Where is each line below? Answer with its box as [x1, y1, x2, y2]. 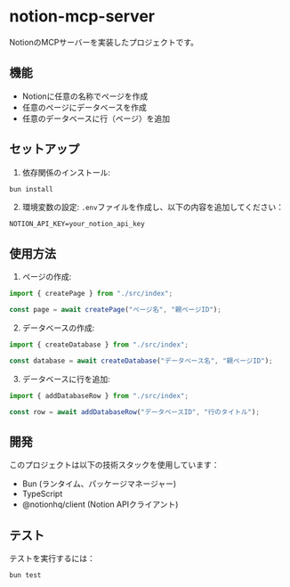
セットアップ [9, 142, 80, 157]
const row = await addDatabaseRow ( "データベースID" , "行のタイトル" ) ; [9, 407, 261, 416]
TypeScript [21, 488, 63, 500]
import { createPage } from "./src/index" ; [9, 289, 173, 298]
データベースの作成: [21, 322, 95, 333]
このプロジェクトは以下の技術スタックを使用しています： [9, 460, 220, 470]
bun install [9, 184, 53, 193]
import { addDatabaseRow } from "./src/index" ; [9, 391, 189, 400]
